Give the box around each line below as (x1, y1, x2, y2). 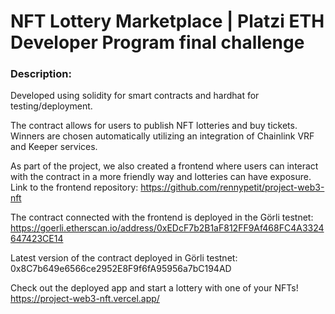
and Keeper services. (10, 141, 98, 153)
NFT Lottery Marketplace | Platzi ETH (10, 10, 325, 33)
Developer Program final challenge (10, 31, 305, 54)
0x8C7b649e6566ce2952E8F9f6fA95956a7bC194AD (10, 263, 232, 275)
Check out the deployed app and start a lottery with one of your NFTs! (10, 282, 299, 294)
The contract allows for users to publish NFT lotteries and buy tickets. (10, 120, 298, 132)
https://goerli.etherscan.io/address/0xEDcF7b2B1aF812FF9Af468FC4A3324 (10, 222, 325, 234)
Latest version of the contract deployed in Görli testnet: (10, 252, 238, 264)
